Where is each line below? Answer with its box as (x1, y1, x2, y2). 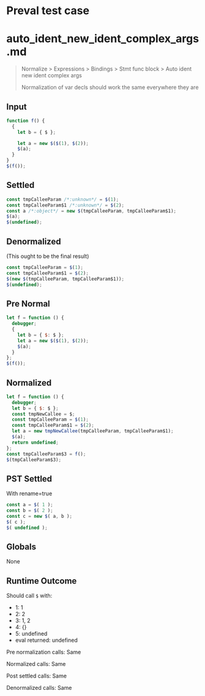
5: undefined (15, 630, 48, 638)
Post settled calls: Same (6, 672, 67, 679)
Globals (6, 542, 37, 552)
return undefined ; (12, 439, 59, 445)
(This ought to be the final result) (6, 252, 89, 260)
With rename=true (6, 490, 53, 498)
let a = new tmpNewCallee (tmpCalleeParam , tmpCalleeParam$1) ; (12, 428, 174, 434)
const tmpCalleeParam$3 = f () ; (6, 451, 86, 457)
